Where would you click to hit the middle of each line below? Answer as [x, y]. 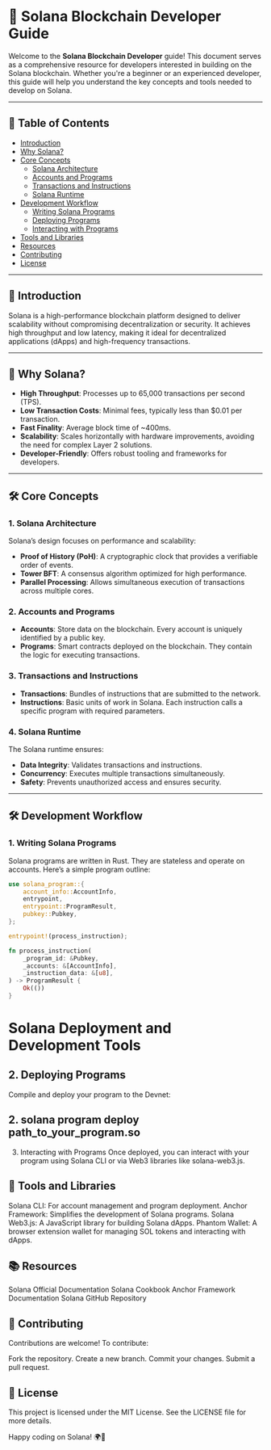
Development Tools [75, 1046]
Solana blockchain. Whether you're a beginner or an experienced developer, [135, 73]
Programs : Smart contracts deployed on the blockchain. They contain [136, 646]
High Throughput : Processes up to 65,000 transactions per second [132, 393]
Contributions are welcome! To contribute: [79, 1343]
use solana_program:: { [46, 884]
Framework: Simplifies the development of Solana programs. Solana [121, 1214]
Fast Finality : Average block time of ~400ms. [96, 428]
